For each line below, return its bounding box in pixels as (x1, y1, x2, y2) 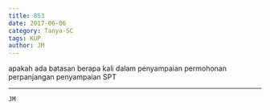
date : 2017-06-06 (8, 19, 67, 27)
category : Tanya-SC (8, 26, 74, 35)
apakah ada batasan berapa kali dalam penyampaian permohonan (8, 63, 227, 73)
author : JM (8, 42, 45, 50)
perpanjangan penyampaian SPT (8, 72, 117, 82)
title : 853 (8, 11, 45, 20)
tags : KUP (8, 34, 42, 43)
